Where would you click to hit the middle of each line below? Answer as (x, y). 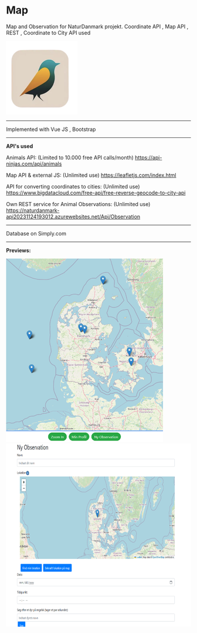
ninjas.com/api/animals (34, 164)
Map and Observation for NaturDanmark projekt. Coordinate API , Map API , (97, 26)
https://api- (148, 157)
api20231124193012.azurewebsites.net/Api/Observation (73, 216)
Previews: (18, 250)
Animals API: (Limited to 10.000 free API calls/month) (70, 157)
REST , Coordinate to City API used (48, 32)
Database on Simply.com (36, 233)
